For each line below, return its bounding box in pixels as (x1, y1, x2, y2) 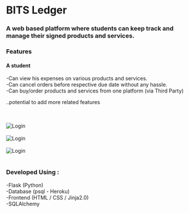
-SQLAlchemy (6, 200, 40, 207)
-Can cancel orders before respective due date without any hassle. (6, 81, 168, 88)
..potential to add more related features (6, 99, 101, 106)
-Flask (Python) (6, 181, 44, 188)
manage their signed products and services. (6, 32, 135, 40)
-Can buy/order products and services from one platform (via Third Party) (6, 87, 184, 94)
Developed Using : (6, 168, 60, 176)
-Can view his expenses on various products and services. (6, 75, 147, 82)
